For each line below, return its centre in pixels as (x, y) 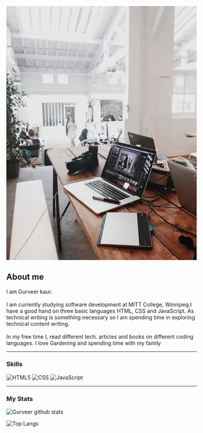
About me (25, 277)
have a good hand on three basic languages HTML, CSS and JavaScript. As (100, 311)
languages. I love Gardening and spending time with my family (84, 343)
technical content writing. (38, 324)
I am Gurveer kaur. (29, 291)
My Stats (20, 399)
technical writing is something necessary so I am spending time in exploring (101, 317)
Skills (14, 364)
